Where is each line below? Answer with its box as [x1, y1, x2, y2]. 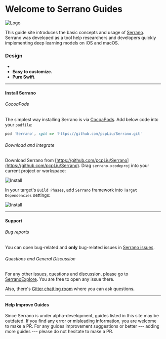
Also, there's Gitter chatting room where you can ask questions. [5, 286, 135, 292]
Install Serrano [5, 90, 36, 96]
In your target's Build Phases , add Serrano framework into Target [5, 187, 137, 193]
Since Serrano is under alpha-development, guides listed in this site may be [5, 313, 159, 319]
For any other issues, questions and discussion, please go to [5, 271, 128, 277]
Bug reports [5, 229, 30, 235]
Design [5, 52, 23, 59]
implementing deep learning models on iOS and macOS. [5, 40, 120, 45]
